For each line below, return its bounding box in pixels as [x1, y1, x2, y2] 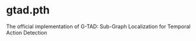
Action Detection [6, 29, 48, 36]
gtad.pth [6, 4, 50, 17]
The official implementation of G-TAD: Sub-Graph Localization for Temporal [6, 23, 191, 30]
